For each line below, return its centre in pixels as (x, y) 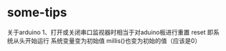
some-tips (37, 13)
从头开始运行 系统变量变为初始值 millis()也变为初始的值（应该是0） (107, 40)
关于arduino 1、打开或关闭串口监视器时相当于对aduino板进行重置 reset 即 (110, 32)
